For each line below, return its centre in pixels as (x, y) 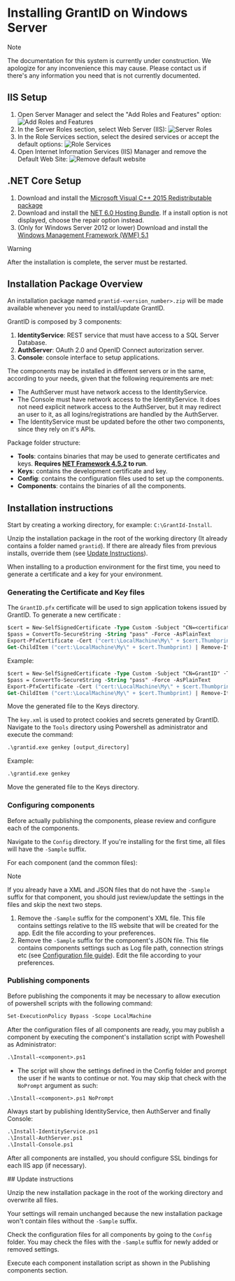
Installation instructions (60, 508)
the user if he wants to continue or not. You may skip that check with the (122, 1078)
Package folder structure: (44, 443)
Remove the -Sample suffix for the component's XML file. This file (111, 918)
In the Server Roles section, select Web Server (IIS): (92, 129)
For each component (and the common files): (72, 862)
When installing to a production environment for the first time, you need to (114, 567)
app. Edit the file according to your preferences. (86, 933)
